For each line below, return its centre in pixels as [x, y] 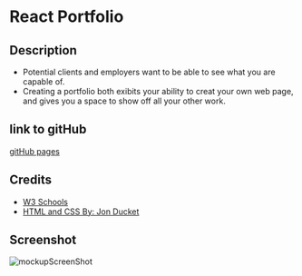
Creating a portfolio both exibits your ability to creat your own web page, [158, 91]
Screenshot [43, 240]
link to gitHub [48, 129]
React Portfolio [67, 17]
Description [43, 50]
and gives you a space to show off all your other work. [124, 101]
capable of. [44, 82]
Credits [31, 180]
